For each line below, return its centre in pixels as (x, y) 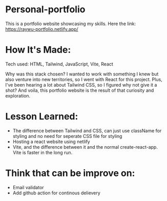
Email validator (28, 187)
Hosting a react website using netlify (51, 142)
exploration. (18, 95)
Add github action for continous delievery (57, 193)
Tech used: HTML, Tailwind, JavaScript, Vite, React (59, 64)
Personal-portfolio (45, 9)
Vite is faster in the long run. (43, 152)
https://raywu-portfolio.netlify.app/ (42, 29)
